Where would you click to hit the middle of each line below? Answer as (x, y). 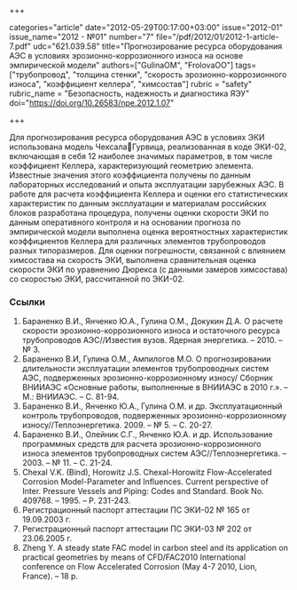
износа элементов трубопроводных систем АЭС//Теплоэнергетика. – (154, 453)
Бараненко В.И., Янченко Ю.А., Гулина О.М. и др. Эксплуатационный (152, 406)
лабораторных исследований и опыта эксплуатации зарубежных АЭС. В (147, 184)
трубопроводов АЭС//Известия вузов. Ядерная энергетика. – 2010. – (152, 340)
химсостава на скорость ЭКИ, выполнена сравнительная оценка (133, 260)
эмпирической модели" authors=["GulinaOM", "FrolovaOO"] (121, 65)
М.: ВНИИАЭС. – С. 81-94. (70, 397)
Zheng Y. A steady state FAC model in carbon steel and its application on (155, 548)
